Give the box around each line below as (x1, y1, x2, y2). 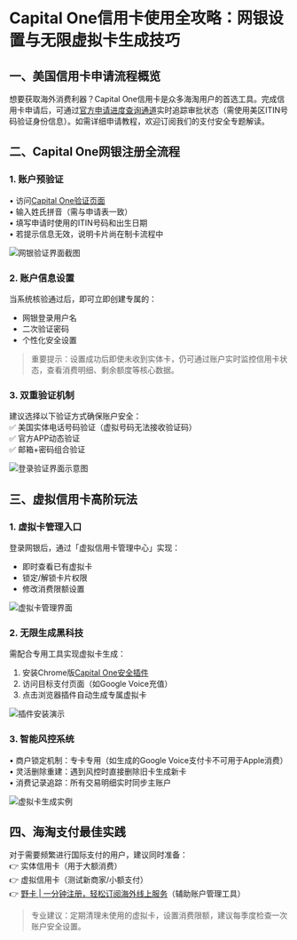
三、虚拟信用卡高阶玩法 (9, 491, 137, 506)
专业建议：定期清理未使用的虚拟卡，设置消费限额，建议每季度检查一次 (30, 910, 288, 920)
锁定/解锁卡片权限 (21, 572, 88, 583)
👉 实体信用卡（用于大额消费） (9, 861, 122, 872)
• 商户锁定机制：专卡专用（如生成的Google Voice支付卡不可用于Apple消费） (9, 754, 288, 765)
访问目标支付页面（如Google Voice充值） (21, 679, 173, 689)
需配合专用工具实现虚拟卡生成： (9, 649, 126, 659)
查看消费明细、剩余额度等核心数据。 (46, 364, 179, 375)
